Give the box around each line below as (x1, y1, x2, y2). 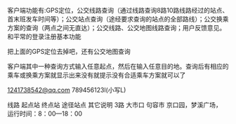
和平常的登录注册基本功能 (7, 32, 81, 41)
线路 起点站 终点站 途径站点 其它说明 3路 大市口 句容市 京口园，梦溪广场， (7, 101, 223, 109)
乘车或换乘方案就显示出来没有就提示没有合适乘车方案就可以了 (7, 71, 186, 79)
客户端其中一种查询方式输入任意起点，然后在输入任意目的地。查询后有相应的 (7, 62, 229, 70)
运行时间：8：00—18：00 (7, 109, 83, 118)
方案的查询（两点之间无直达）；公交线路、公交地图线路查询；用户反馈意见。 (7, 24, 226, 32)
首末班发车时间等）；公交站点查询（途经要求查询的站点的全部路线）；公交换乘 (7, 15, 229, 23)
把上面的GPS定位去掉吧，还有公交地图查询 (7, 48, 131, 55)
